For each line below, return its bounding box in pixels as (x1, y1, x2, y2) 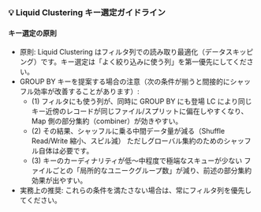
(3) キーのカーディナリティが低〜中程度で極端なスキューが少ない (31, 156, 243, 165)
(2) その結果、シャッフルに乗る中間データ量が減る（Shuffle (31, 127, 226, 136)
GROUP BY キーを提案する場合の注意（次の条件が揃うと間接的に (19, 77, 230, 86)
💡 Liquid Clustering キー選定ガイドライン (8, 6, 166, 17)
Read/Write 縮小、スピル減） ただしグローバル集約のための (31, 136, 224, 146)
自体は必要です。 (38, 146, 94, 156)
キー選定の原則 (8, 28, 57, 37)
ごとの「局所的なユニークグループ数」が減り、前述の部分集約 (52, 166, 252, 176)
